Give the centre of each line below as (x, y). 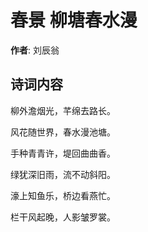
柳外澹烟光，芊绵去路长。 (63, 110)
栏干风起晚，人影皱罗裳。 (63, 217)
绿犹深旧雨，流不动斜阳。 (63, 174)
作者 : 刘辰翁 (35, 50)
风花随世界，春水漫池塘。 (63, 132)
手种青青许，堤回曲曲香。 (63, 153)
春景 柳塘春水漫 (74, 20)
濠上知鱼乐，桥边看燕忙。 (63, 195)
